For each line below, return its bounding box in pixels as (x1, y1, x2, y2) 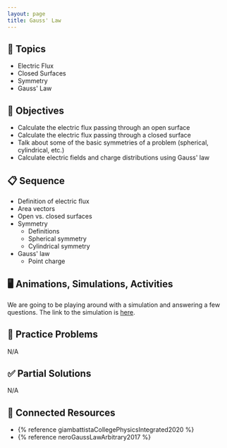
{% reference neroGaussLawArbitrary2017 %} (17, 433, 152, 442)
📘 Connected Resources (7, 406, 116, 418)
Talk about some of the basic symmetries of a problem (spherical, (17, 138, 209, 147)
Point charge (27, 257, 66, 265)
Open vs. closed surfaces (17, 212, 93, 220)
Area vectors (17, 204, 55, 212)
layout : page (7, 10, 46, 18)
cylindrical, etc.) (17, 146, 65, 155)
